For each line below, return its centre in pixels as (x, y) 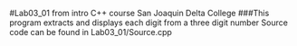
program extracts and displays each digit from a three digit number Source (148, 23)
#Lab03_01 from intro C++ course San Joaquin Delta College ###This (139, 13)
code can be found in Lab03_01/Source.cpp (91, 32)
